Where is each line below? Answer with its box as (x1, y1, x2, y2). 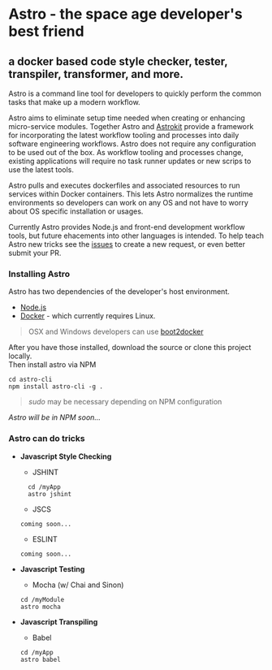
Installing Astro (8, 268, 71, 279)
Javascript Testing (19, 564, 85, 573)
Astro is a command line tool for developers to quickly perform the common (8, 89, 262, 98)
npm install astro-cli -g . (8, 383, 104, 391)
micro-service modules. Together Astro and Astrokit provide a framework (8, 122, 254, 131)
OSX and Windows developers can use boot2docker (28, 326, 204, 337)
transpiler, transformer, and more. (8, 67, 184, 81)
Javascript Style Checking (19, 452, 112, 461)
